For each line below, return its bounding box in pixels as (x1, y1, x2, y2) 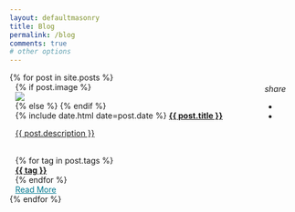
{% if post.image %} (15, 82, 92, 93)
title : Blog (9, 22, 55, 31)
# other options (9, 47, 71, 56)
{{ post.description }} (15, 128, 95, 139)
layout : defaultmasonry (9, 13, 100, 23)
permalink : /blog (9, 30, 76, 39)
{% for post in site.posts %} (9, 72, 114, 83)
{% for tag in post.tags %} (15, 156, 114, 167)
